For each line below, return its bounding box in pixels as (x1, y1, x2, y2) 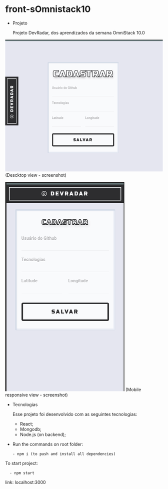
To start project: (5, 461, 38, 467)
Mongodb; (19, 426, 41, 433)
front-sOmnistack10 (5, 3, 91, 15)
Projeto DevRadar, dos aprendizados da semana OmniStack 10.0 (12, 29, 145, 35)
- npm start (9, 471, 35, 476)
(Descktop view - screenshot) (5, 172, 66, 178)
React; (19, 421, 33, 427)
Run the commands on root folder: (12, 441, 83, 448)
